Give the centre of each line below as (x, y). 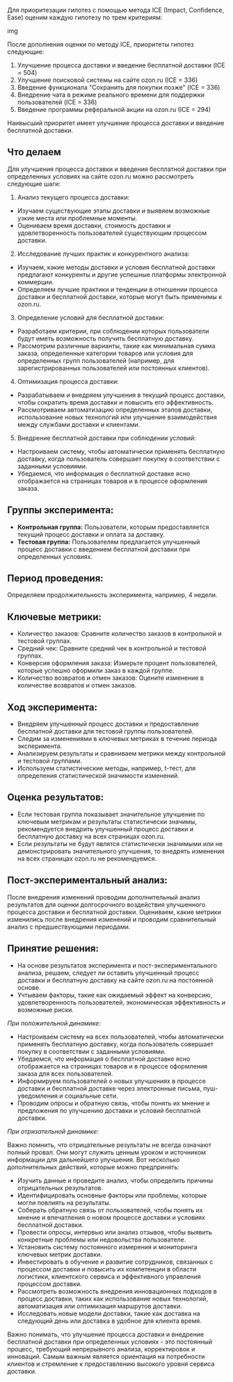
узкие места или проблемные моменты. (77, 218)
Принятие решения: (53, 949)
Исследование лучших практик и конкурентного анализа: (103, 254)
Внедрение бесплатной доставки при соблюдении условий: (106, 438)
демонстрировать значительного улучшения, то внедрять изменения (121, 851)
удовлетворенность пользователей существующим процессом (112, 233)
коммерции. (35, 282)
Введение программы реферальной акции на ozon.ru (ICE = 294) (114, 109)
